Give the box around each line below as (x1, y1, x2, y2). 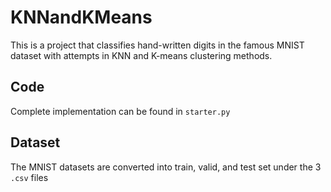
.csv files (10, 171, 49, 183)
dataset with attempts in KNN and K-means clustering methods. (10, 49, 273, 61)
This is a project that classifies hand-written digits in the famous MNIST (10, 39, 305, 51)
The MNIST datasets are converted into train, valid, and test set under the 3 (10, 161, 322, 173)
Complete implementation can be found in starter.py (10, 105, 231, 117)
